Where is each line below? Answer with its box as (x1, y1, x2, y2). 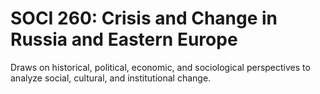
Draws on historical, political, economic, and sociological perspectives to (10, 61, 311, 73)
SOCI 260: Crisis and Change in (10, 7, 278, 30)
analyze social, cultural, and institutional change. (10, 72, 212, 84)
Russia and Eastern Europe (10, 28, 238, 51)
